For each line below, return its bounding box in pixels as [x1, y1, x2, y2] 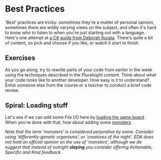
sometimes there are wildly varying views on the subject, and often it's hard [5, 24, 157, 30]
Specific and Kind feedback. [5, 149, 62, 155]
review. [5, 87, 19, 93]
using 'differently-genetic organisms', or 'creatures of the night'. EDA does [5, 134, 154, 140]
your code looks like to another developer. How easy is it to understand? [5, 77, 149, 83]
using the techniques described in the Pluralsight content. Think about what [5, 72, 157, 78]
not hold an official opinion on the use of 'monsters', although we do [5, 139, 142, 145]
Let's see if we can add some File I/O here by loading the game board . [5, 114, 145, 120]
